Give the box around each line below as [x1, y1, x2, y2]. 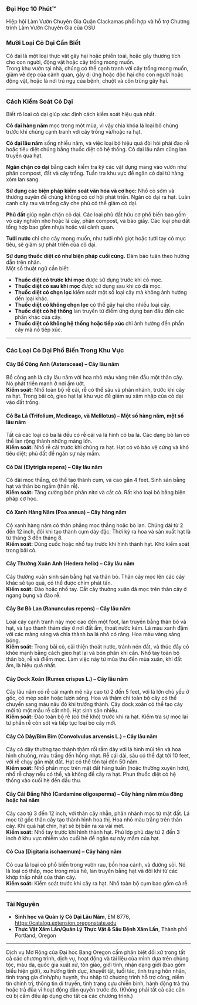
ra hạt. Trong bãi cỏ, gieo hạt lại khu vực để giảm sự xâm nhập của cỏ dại [6, 392, 184, 400]
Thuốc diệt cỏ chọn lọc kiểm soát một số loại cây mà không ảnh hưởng [14, 288, 187, 296]
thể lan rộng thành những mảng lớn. [6, 437, 93, 444]
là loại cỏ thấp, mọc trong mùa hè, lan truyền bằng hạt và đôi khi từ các [6, 867, 178, 874]
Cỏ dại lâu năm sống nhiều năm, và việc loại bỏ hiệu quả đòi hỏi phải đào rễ [6, 140, 189, 147]
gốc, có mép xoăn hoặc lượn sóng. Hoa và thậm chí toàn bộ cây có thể [6, 694, 177, 702]
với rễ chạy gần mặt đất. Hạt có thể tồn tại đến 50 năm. [6, 758, 139, 765]
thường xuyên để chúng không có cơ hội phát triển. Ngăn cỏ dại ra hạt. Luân [6, 193, 191, 201]
